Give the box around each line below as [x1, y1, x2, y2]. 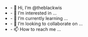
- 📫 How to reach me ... [10, 26, 61, 32]
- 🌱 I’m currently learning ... [10, 15, 68, 21]
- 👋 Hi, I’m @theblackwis [10, 5, 62, 10]
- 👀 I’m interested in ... [10, 10, 57, 16]
